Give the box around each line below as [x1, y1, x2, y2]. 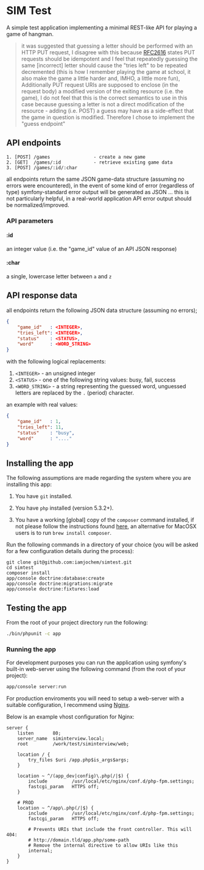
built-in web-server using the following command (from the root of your [6, 665, 186, 673]
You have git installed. [15, 493, 73, 500]
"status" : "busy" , [17, 430, 75, 436]
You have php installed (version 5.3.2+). [15, 504, 114, 512]
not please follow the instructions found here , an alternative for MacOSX [15, 523, 197, 530]
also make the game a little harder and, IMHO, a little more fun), [21, 74, 180, 82]
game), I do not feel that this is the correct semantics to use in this [21, 94, 188, 101]
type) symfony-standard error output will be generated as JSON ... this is [6, 188, 189, 195]
